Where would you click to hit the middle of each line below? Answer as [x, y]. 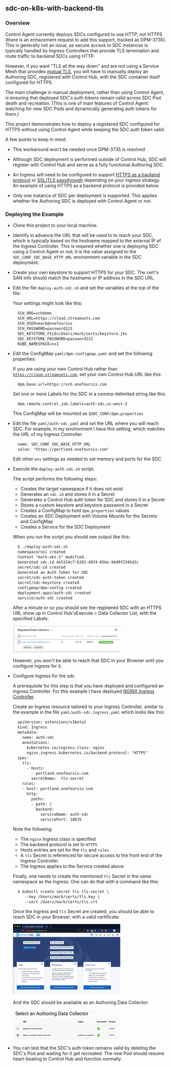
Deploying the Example [34, 214]
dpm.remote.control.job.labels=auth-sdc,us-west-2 [72, 404]
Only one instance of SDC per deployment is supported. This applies [85, 195]
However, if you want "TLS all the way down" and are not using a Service [82, 66]
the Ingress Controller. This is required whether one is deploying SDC [86, 246]
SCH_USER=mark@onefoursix [45, 323]
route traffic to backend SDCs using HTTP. [50, 56]
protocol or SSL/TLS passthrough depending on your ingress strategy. [87, 180]
